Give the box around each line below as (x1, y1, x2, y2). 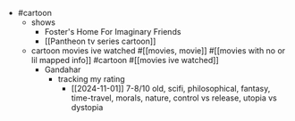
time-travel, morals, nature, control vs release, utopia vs (71, 93, 277, 103)
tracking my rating (57, 74, 125, 84)
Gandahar (44, 64, 81, 75)
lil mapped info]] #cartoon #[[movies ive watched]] (30, 55, 219, 65)
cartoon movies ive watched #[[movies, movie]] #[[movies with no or (30, 45, 286, 56)
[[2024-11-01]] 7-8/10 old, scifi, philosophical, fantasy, (71, 84, 271, 93)
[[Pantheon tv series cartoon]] (44, 36, 156, 46)
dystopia (71, 102, 104, 112)
